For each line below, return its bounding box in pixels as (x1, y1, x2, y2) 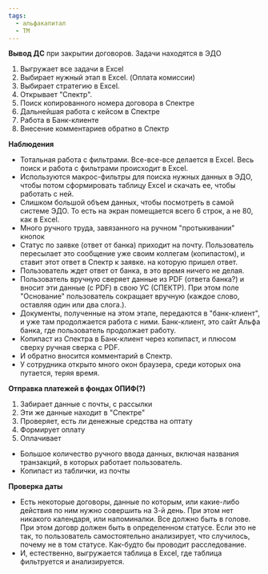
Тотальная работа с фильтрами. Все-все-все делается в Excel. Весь (19, 155, 254, 165)
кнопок (19, 232, 46, 242)
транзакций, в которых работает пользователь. (19, 458, 182, 467)
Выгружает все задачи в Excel (19, 64, 124, 74)
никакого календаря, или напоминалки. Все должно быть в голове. (19, 515, 251, 524)
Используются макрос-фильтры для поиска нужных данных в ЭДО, (19, 172, 254, 181)
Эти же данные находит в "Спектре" (19, 408, 146, 417)
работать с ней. (19, 189, 74, 199)
